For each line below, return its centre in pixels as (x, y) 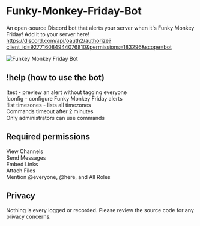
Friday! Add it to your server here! (48, 34)
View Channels (25, 151)
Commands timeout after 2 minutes (50, 111)
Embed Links (22, 164)
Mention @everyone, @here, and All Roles (58, 177)
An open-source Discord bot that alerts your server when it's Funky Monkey (100, 28)
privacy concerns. (29, 217)
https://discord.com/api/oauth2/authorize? (59, 40)
